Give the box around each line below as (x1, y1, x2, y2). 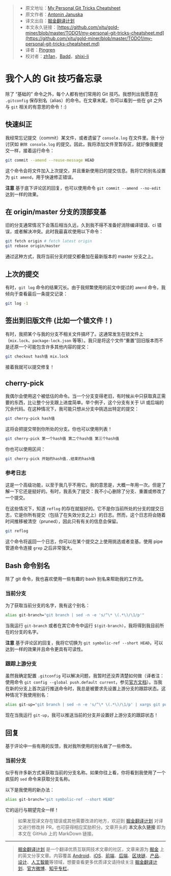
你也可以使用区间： (5, 446, 46, 452)
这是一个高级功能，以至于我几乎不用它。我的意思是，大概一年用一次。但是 (5, 482, 161, 488)
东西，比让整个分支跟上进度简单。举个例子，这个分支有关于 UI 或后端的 (14, 399, 164, 406)
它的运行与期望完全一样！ (5, 807, 59, 813)
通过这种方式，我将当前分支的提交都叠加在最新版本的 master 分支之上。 (5, 253, 156, 260)
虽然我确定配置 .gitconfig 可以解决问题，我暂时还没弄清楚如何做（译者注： (5, 672, 164, 679)
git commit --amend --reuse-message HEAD (5, 158, 95, 163)
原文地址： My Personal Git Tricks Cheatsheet (25, 5, 121, 11)
